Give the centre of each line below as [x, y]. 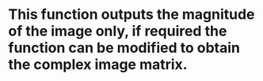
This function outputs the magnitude [131, 15]
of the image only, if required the [118, 31]
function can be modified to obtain [124, 48]
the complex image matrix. [98, 65]
